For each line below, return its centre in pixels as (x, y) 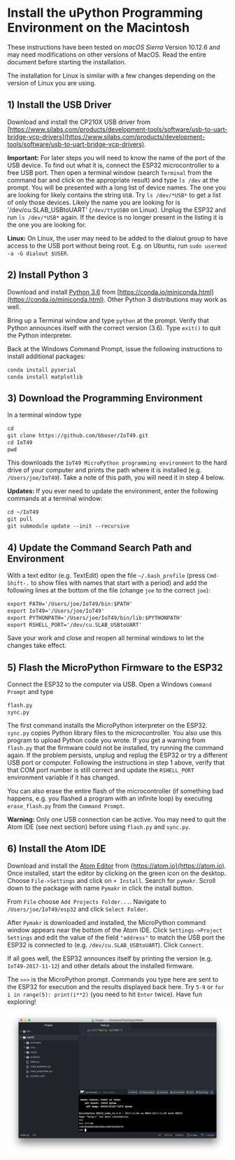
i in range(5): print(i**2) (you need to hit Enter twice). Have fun (105, 994)
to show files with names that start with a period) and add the (119, 583)
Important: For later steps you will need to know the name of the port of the (116, 157)
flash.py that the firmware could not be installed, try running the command (115, 748)
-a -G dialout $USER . (38, 253)
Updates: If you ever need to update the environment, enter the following (113, 491)
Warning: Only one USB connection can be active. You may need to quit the (117, 819)
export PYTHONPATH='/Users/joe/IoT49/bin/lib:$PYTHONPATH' (95, 618)
